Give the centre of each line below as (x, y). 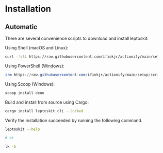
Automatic (21, 27)
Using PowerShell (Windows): (35, 66)
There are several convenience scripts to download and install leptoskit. (77, 38)
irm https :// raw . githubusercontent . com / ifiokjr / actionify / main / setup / (78, 75)
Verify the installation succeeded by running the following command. (74, 120)
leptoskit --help (23, 129)
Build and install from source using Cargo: (47, 102)
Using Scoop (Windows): (30, 84)
